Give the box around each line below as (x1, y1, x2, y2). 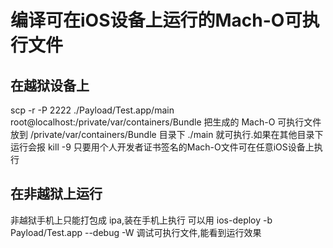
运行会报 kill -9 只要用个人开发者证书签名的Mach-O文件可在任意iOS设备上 (10, 141, 315, 153)
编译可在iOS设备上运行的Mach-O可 (10, 9, 303, 32)
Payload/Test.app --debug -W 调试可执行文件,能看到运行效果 (10, 226, 262, 238)
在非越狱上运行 (10, 186, 103, 203)
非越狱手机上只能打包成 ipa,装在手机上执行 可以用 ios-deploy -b (10, 214, 273, 226)
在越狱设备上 (10, 77, 90, 94)
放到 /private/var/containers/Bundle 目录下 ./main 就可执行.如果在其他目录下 (10, 129, 324, 140)
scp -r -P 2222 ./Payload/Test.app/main (10, 104, 175, 116)
